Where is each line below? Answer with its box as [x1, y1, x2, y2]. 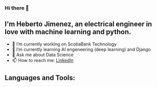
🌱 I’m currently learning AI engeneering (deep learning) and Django [12, 46, 151, 52]
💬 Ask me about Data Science [12, 51, 74, 57]
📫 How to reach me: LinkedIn [12, 57, 74, 63]
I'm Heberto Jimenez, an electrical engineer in [5, 20, 152, 28]
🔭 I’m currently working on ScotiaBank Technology [12, 41, 117, 47]
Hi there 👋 [5, 4, 30, 11]
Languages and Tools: [5, 73, 76, 82]
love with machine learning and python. [5, 27, 131, 36]
